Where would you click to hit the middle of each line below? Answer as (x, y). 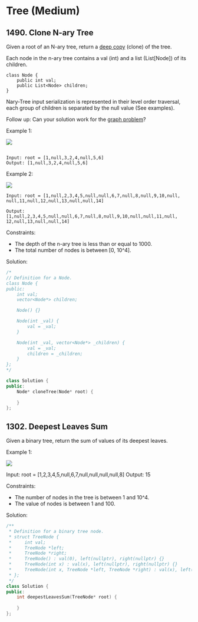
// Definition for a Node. (39, 278)
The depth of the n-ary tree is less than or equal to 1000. (83, 244)
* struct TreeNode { (34, 537)
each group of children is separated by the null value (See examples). (90, 108)
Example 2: (20, 174)
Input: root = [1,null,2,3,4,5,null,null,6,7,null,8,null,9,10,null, (93, 196)
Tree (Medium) (43, 11)
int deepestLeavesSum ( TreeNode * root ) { (67, 597)
